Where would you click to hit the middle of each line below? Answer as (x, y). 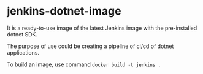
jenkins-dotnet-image (64, 11)
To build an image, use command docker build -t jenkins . (84, 64)
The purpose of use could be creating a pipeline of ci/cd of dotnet (90, 46)
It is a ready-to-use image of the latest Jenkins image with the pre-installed (102, 28)
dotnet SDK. (22, 34)
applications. (23, 52)
